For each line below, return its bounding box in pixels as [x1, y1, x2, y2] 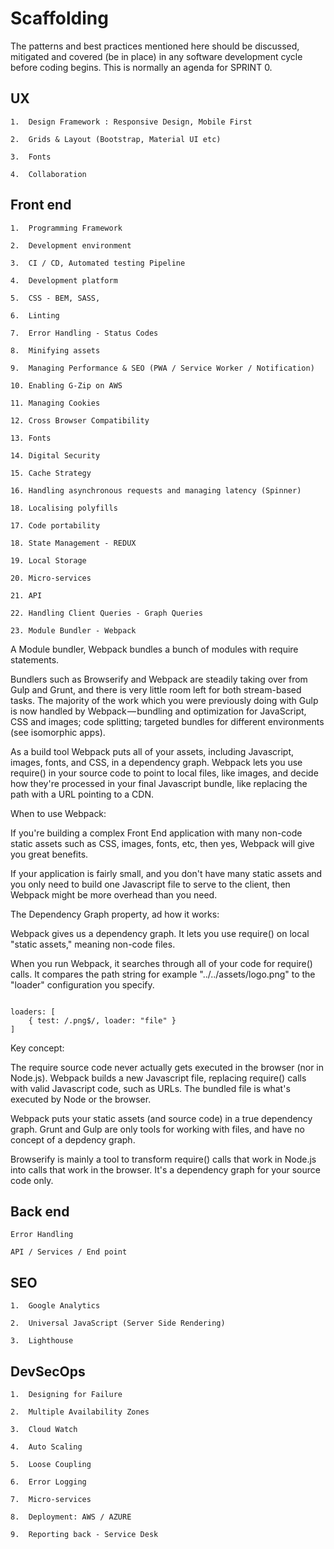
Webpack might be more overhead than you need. [10, 888, 218, 901]
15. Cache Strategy [10, 468, 92, 478]
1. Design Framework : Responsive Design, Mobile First [10, 117, 253, 127]
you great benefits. [10, 848, 89, 860]
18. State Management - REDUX [10, 538, 137, 548]
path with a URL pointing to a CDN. [10, 788, 154, 800]
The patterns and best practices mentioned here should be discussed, [10, 40, 300, 52]
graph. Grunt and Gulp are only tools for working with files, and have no [10, 1123, 305, 1135]
